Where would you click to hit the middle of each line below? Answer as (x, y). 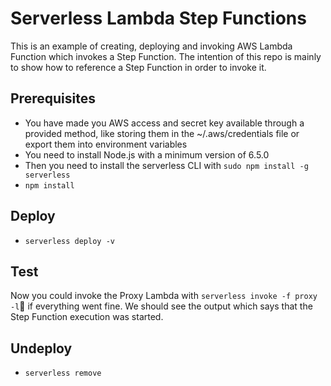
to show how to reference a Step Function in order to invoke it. (138, 67)
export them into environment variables (106, 144)
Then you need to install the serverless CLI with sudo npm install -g (166, 165)
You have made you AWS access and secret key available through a (164, 123)
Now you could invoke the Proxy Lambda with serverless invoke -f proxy (164, 296)
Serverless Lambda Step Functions (158, 18)
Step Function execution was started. (87, 317)
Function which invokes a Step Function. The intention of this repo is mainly (166, 56)
